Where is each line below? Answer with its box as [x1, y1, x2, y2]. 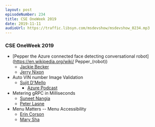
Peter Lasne [19, 101, 45, 107]
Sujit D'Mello [19, 80, 46, 86]
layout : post [5, 7, 32, 12]
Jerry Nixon [19, 69, 44, 75]
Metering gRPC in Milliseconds [12, 90, 76, 96]
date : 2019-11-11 [5, 21, 41, 26]
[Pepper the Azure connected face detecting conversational [12, 53, 136, 60]
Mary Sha [19, 117, 40, 123]
